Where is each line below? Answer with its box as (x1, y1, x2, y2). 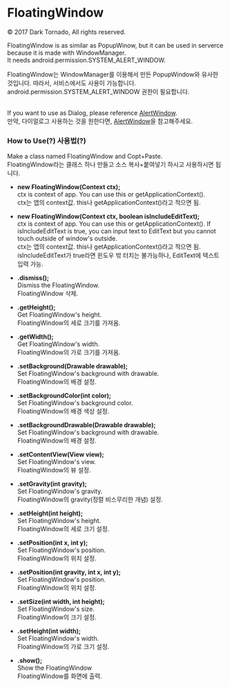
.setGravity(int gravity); (17, 480, 88, 488)
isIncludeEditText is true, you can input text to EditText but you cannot (17, 227, 216, 235)
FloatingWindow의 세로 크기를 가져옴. (17, 319, 121, 327)
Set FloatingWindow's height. (17, 517, 102, 525)
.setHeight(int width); (17, 627, 82, 635)
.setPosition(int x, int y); (17, 539, 88, 547)
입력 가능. (17, 260, 44, 268)
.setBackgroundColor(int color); (17, 391, 112, 400)
